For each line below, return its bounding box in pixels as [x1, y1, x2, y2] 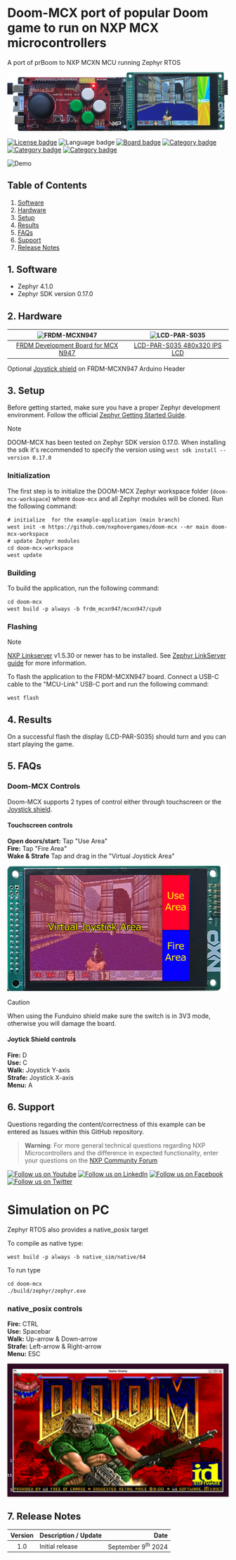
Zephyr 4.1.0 [17, 282, 54, 290]
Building [7, 567, 37, 577]
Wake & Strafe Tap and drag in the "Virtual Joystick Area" [7, 852, 175, 860]
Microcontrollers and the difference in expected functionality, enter [24, 1148, 219, 1157]
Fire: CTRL [7, 1320, 39, 1328]
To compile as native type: [7, 1239, 84, 1247]
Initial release [39, 1542, 79, 1550]
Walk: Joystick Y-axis [7, 1066, 70, 1074]
